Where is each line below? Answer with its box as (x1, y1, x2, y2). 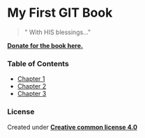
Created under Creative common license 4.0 (7, 123, 138, 131)
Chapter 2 (17, 82, 47, 91)
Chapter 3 (17, 89, 47, 98)
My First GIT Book (7, 5, 113, 21)
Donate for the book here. (7, 41, 84, 49)
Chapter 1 (17, 75, 45, 83)
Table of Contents (7, 59, 70, 68)
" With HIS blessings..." (24, 28, 91, 36)
